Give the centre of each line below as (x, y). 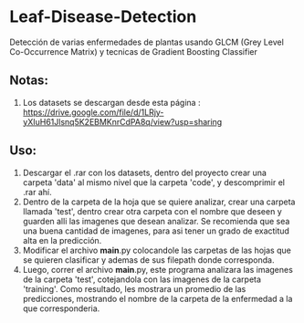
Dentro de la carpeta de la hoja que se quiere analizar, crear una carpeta (159, 202)
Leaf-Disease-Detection (103, 17)
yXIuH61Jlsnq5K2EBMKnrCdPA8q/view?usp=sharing (122, 121)
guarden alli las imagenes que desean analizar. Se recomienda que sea (156, 221)
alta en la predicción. (62, 240)
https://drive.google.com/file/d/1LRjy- (93, 112)
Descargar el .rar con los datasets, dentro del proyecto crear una (145, 172)
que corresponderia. (61, 308)
